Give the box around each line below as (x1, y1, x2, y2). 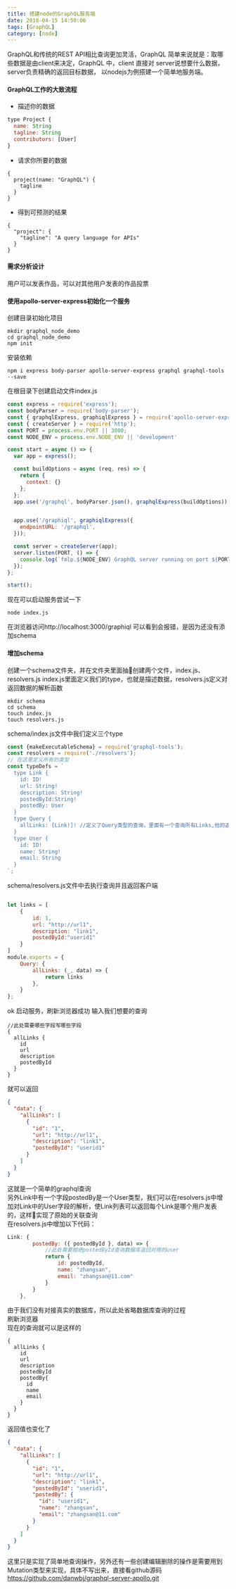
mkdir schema (7, 698, 46, 705)
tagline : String (13, 130, 61, 137)
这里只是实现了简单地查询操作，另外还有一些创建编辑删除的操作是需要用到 (7, 1557, 223, 1566)
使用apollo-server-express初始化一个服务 (7, 296, 130, 305)
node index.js (7, 610, 49, 617)
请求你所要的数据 (17, 156, 67, 164)
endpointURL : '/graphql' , (20, 524, 96, 531)
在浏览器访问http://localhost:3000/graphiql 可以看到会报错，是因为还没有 (7, 622, 220, 631)
